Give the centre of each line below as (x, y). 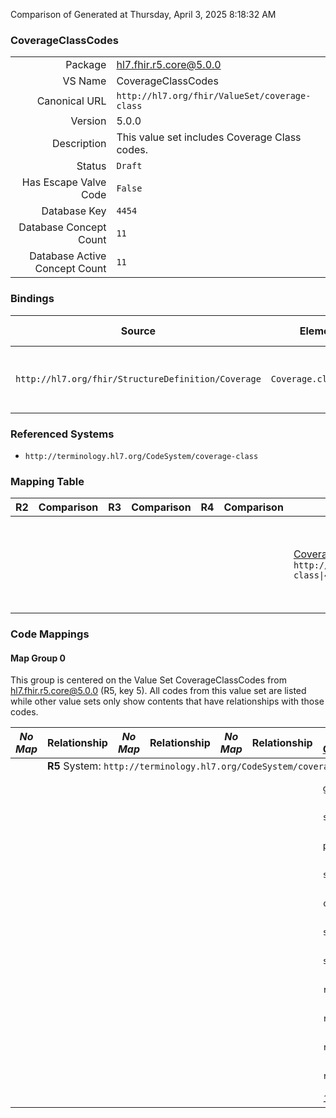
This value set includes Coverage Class (209, 137)
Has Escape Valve (64, 182)
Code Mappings (50, 634)
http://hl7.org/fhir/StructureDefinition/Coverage (138, 378)
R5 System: (74, 766)
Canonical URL (71, 101)
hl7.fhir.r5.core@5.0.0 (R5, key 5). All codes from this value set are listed (158, 691)
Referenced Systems (62, 434)
